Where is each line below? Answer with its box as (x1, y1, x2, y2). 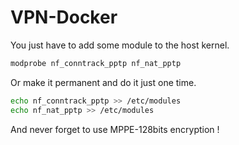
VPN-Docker (10, 6, 118, 29)
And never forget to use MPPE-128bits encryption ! (10, 123, 220, 135)
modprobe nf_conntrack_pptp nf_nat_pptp (10, 58, 182, 68)
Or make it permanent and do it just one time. (10, 76, 197, 88)
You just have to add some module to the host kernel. (10, 39, 230, 51)
